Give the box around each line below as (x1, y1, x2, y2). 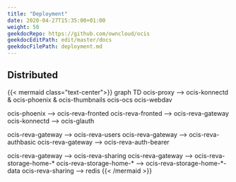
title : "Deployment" (7, 10, 69, 18)
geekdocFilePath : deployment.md (7, 43, 102, 50)
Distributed (7, 69, 59, 81)
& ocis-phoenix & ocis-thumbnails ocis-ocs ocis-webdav (7, 95, 172, 104)
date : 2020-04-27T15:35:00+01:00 (7, 17, 106, 24)
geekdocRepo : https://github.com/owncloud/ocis (7, 30, 151, 37)
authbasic (7, 138, 37, 146)
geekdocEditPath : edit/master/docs (7, 37, 112, 44)
